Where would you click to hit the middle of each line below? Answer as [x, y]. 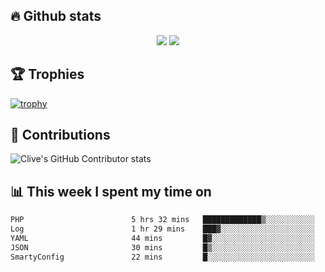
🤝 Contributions [60, 135]
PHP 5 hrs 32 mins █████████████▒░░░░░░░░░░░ [162, 220]
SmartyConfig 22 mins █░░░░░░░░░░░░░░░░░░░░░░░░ [162, 257]
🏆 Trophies [47, 74]
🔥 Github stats [56, 16]
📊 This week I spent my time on [111, 191]
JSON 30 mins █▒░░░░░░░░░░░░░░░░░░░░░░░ [162, 247]
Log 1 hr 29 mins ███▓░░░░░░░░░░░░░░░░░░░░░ [162, 229]
